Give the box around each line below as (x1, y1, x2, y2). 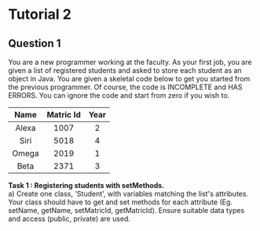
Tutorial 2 (8, 5, 72, 23)
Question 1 (8, 37, 61, 50)
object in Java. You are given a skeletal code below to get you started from (8, 74, 251, 83)
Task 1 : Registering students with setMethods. (8, 181, 165, 189)
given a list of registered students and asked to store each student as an (8, 66, 242, 75)
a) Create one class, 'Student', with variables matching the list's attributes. (8, 189, 249, 198)
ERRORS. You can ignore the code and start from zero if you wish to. (8, 91, 230, 99)
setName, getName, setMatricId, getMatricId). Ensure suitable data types (8, 206, 245, 215)
